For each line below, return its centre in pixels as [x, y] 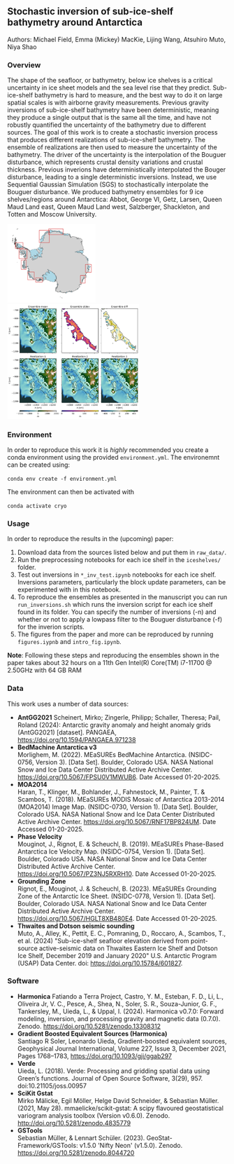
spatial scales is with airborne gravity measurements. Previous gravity [108, 103]
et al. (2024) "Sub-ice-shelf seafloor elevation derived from [103, 940]
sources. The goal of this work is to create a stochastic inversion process [112, 132]
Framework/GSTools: [47, 1145]
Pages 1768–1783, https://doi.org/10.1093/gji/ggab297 [95, 1056]
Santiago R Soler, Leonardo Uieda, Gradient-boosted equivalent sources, [122, 1041]
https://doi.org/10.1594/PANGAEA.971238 [76, 739]
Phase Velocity [40, 836]
